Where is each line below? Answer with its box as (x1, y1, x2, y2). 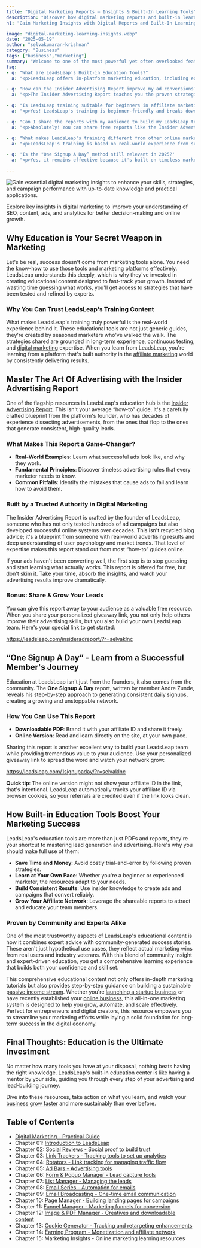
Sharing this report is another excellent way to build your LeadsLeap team (6, 743, 188, 751)
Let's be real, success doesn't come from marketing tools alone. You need (6, 258, 190, 265)
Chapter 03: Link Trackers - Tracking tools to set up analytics (14, 1152, 166, 1159)
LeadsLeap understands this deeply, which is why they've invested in (6, 271, 178, 278)
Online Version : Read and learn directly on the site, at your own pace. (14, 731, 187, 739)
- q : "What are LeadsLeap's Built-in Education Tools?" (6, 69, 148, 75)
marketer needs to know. (14, 472, 77, 479)
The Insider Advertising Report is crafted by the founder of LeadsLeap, (6, 514, 181, 521)
